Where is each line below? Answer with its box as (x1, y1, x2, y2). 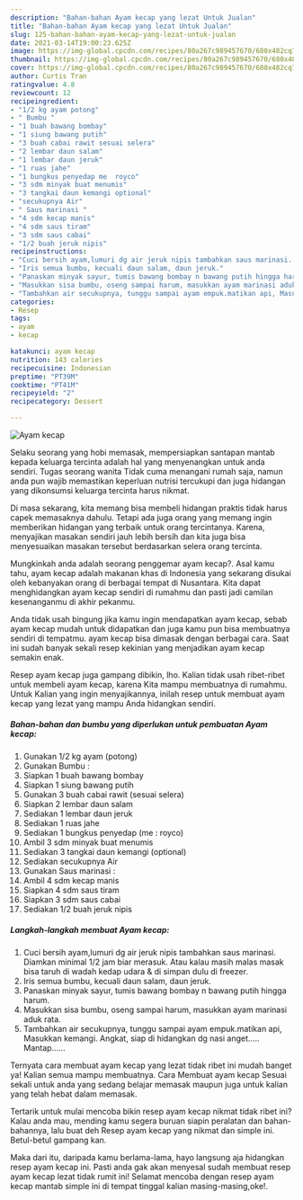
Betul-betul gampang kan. (10, 1134, 107, 1145)
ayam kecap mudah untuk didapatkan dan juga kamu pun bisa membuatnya (10, 624, 290, 634)
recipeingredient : (10, 96, 79, 106)
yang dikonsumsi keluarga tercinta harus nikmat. (10, 485, 190, 495)
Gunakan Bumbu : (22, 760, 90, 771)
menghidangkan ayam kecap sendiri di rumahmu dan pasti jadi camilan (10, 587, 273, 598)
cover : (10, 64, 35, 73)
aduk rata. (22, 1013, 61, 1025)
